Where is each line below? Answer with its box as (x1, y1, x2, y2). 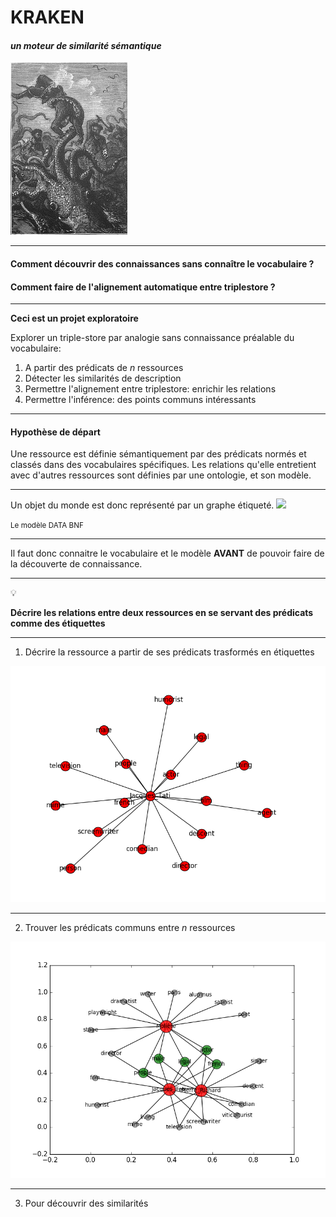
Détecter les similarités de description (24, 372, 182, 385)
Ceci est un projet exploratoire (10, 312, 139, 325)
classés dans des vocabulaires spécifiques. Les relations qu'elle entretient (10, 459, 317, 471)
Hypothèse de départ (10, 426, 101, 438)
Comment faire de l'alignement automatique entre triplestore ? (10, 281, 276, 293)
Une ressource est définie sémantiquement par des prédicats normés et (10, 448, 307, 460)
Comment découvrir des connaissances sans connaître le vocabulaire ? (10, 257, 315, 270)
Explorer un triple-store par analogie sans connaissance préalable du (10, 332, 295, 344)
